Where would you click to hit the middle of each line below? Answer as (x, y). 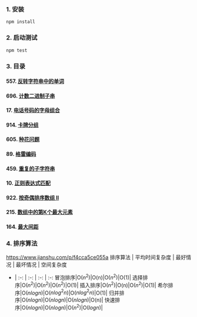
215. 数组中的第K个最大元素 (39, 212)
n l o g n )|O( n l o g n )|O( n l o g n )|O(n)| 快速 (71, 300)
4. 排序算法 (22, 243)
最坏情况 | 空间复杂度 (41, 265)
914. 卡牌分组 (22, 125)
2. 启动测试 (22, 38)
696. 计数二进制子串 (31, 96)
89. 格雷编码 (21, 154)
